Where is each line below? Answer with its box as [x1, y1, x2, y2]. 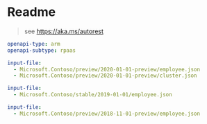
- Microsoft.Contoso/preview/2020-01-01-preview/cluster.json [13, 72, 197, 80]
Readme [7, 4, 56, 20]
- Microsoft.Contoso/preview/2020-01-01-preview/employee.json [13, 66, 200, 73]
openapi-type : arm [7, 40, 60, 47]
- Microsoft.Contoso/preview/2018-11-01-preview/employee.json [13, 110, 200, 117]
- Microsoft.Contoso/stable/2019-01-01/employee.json [13, 91, 172, 98]
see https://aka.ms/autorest [24, 27, 104, 35]
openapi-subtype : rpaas [7, 46, 76, 54]
